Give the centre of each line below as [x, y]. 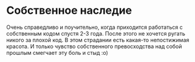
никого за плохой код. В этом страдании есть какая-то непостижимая [98, 40]
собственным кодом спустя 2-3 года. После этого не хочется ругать [96, 33]
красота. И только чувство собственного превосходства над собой [94, 46]
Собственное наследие [69, 11]
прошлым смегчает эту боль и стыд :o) [57, 52]
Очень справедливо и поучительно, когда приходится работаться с [95, 27]
